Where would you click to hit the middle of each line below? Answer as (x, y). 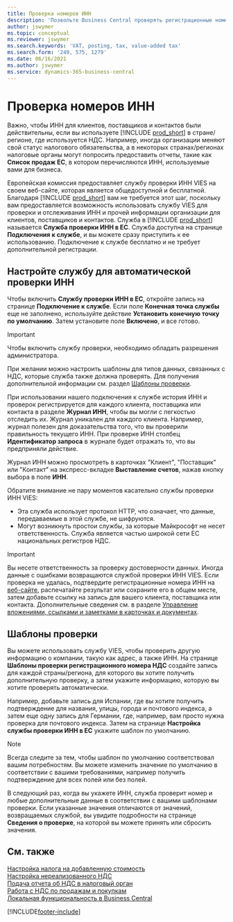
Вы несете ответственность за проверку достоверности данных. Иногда (115, 568)
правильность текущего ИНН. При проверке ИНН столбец (94, 434)
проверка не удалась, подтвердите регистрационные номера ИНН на (111, 583)
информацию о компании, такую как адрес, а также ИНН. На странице (113, 658)
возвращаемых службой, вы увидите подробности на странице (102, 815)
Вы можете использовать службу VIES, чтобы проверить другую (104, 651)
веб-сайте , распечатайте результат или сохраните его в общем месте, (112, 590)
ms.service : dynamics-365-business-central (71, 72)
